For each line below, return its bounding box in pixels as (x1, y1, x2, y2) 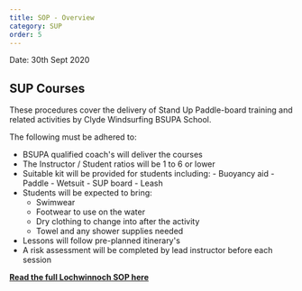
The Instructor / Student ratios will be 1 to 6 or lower (22, 159, 216, 169)
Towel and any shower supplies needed (35, 226, 184, 237)
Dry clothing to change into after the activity (35, 216, 200, 227)
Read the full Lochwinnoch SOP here (9, 272, 150, 283)
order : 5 (9, 30, 42, 39)
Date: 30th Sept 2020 (9, 55, 90, 66)
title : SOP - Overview (9, 13, 95, 23)
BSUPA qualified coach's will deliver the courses (22, 150, 203, 160)
